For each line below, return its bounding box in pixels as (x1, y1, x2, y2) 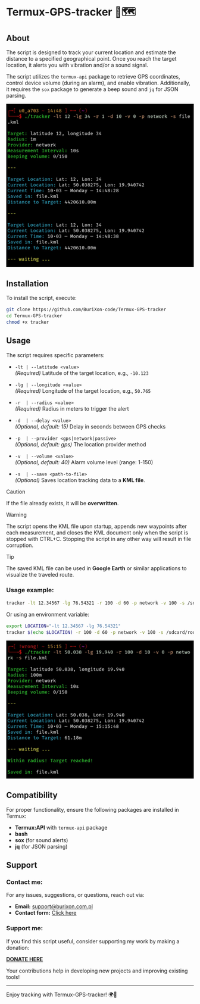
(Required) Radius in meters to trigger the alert (14, 405, 129, 412)
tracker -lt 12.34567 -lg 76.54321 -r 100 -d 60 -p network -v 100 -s (6, 600, 185, 606)
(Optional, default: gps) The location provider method (14, 440, 146, 448)
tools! (6, 973, 20, 980)
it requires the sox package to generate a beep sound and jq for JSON (6, 86, 179, 93)
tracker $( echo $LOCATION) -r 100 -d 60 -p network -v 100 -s (6, 629, 164, 635)
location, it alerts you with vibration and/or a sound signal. (6, 61, 149, 68)
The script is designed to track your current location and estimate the (6, 49, 176, 56)
